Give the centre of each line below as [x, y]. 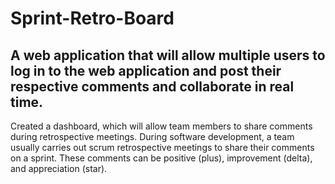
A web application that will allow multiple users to [168, 55]
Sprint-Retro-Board [92, 18]
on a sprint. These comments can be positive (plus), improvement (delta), [161, 158]
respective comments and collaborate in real [152, 86]
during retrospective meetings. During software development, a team [152, 136]
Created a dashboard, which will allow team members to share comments [161, 126]
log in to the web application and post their [146, 70]
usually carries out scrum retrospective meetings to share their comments [162, 147]
